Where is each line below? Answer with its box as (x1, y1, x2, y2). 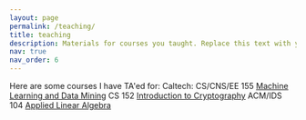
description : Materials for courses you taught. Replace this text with (9, 38, 291, 48)
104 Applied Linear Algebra (9, 100, 112, 110)
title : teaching (9, 30, 71, 39)
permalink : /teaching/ (9, 22, 96, 31)
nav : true (9, 47, 47, 56)
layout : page (9, 13, 59, 23)
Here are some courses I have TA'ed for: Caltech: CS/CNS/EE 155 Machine (9, 81, 289, 91)
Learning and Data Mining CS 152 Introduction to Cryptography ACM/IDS (9, 90, 282, 101)
